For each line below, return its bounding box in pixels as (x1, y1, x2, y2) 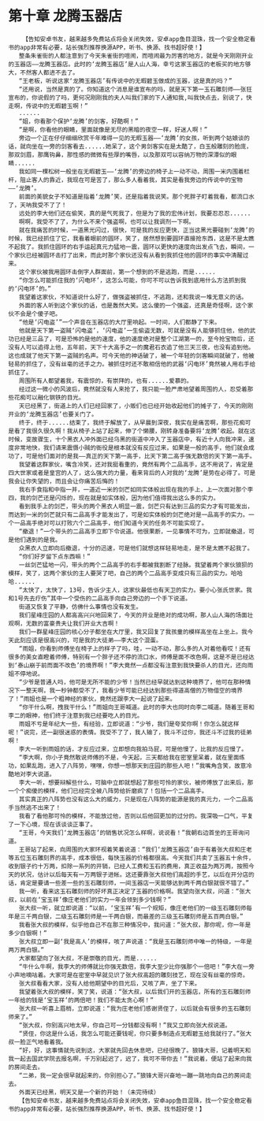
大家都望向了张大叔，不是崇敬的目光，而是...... (18, 954, 158, 962)
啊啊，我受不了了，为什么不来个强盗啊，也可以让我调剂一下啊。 (18, 217, 195, 225)
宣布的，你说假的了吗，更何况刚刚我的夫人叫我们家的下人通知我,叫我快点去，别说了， (8, 94, 247, 102)
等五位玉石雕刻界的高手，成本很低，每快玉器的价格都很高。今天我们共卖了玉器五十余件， (8, 854, 255, 862)
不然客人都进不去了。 (19, 69, 79, 76)
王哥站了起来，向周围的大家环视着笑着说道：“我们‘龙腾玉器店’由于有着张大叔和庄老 (18, 845, 252, 853)
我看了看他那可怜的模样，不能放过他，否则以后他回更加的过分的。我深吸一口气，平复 (18, 812, 254, 820)
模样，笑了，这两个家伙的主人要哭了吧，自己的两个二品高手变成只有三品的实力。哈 (8, 569, 237, 577)
